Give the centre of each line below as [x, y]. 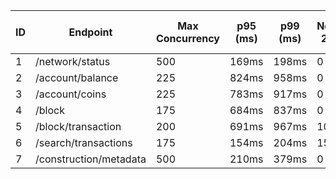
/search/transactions [84, 142]
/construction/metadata [91, 159]
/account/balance [77, 77]
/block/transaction [78, 126]
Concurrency [187, 38]
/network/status [73, 61]
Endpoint [90, 32]
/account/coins [71, 94]
